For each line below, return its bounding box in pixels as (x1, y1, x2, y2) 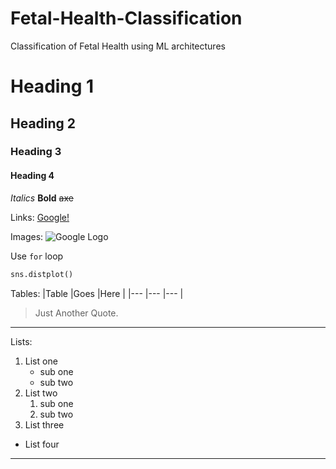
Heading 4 (10, 170, 55, 182)
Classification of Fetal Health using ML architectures (10, 40, 226, 52)
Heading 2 (10, 115, 77, 132)
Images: (10, 230, 44, 242)
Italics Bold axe (10, 192, 74, 204)
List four (24, 438, 60, 450)
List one (24, 355, 58, 367)
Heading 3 (10, 145, 62, 159)
